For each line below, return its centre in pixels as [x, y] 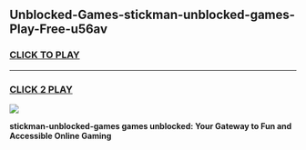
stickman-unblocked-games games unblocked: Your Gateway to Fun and [151, 125]
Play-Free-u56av [58, 30]
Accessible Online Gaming [61, 135]
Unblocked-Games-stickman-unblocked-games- [153, 15]
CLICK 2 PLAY [41, 89]
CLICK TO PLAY [45, 55]
